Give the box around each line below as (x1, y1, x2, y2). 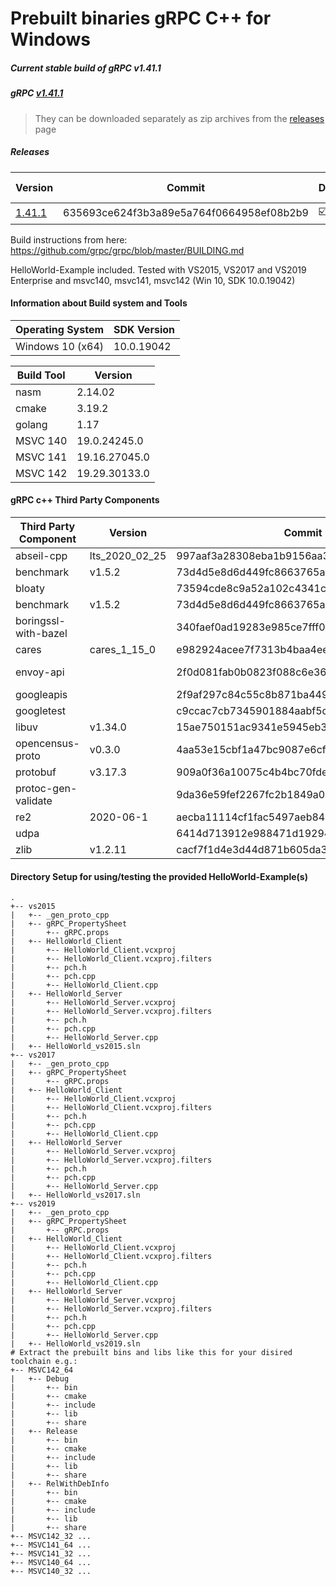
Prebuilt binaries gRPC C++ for (10, 7, 272, 30)
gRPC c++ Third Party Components (10, 494, 160, 506)
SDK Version (113, 322, 175, 336)
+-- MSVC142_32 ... (10, 1532, 92, 1542)
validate (15, 793, 53, 807)
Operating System (15, 322, 105, 336)
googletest (15, 703, 67, 717)
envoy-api (15, 665, 65, 679)
